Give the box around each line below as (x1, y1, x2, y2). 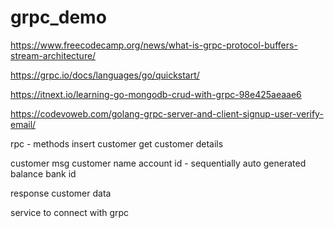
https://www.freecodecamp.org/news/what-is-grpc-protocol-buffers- (10, 39, 298, 51)
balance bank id (10, 167, 77, 180)
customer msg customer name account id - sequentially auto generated (10, 157, 307, 169)
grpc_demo (10, 6, 107, 29)
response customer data (10, 187, 112, 199)
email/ (10, 118, 37, 130)
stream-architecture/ (10, 49, 97, 61)
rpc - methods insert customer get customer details (10, 137, 224, 150)
